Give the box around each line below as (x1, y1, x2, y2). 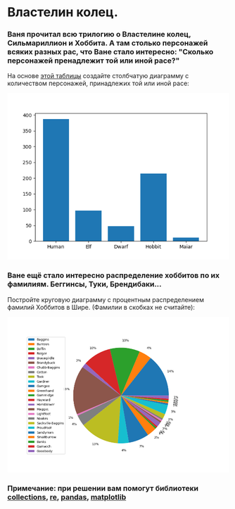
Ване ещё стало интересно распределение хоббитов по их (7, 270, 220, 280)
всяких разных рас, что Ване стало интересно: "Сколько (7, 47, 214, 57)
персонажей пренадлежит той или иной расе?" (7, 56, 180, 65)
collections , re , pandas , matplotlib (7, 492, 127, 502)
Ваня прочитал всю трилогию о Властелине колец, (7, 30, 191, 39)
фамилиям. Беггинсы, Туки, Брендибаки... (7, 279, 162, 289)
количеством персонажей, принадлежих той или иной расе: (7, 79, 190, 88)
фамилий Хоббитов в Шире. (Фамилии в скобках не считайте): (7, 303, 196, 311)
